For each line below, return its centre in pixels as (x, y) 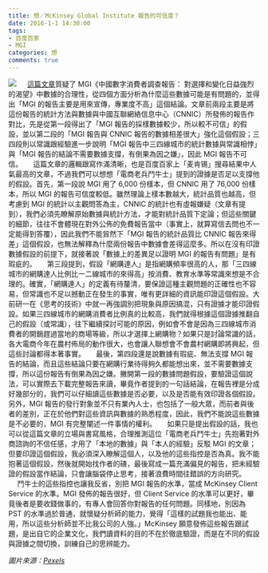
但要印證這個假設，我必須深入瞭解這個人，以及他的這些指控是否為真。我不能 (134, 453)
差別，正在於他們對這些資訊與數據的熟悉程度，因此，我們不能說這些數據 (141, 413)
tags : (17, 30)
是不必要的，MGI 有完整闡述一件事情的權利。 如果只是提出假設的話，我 (130, 424)
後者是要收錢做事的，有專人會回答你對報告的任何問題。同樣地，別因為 (130, 503)
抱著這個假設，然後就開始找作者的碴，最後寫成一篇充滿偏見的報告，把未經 (130, 464)
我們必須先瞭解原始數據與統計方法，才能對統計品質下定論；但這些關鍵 (141, 213)
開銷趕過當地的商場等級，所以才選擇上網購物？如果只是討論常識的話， (144, 333)
